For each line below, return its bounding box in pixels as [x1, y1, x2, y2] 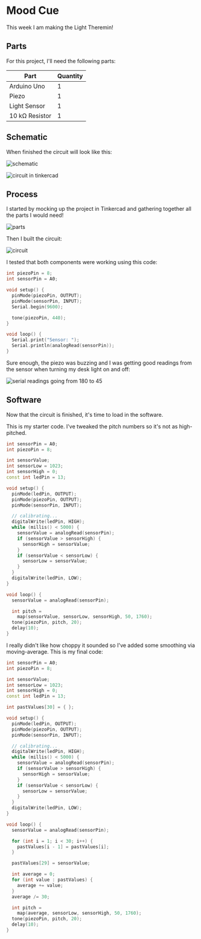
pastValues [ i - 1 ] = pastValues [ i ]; [17, 843, 110, 850]
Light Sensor [9, 101, 45, 110]
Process [6, 189, 38, 199]
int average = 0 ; [11, 871, 56, 877]
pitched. [6, 429, 27, 436]
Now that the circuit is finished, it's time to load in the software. [6, 411, 164, 418]
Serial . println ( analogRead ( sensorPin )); [11, 343, 115, 349]
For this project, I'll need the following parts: [6, 57, 116, 64]
